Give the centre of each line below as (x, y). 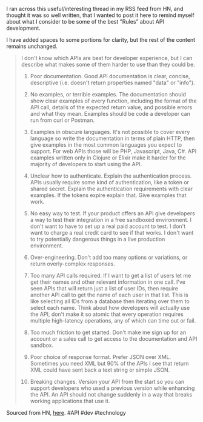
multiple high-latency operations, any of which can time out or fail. (113, 320)
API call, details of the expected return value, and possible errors (111, 107)
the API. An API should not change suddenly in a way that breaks (111, 394)
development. (23, 28)
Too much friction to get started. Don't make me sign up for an (108, 332)
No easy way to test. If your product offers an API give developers (112, 213)
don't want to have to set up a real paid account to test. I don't (108, 226)
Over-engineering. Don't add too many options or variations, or (109, 257)
